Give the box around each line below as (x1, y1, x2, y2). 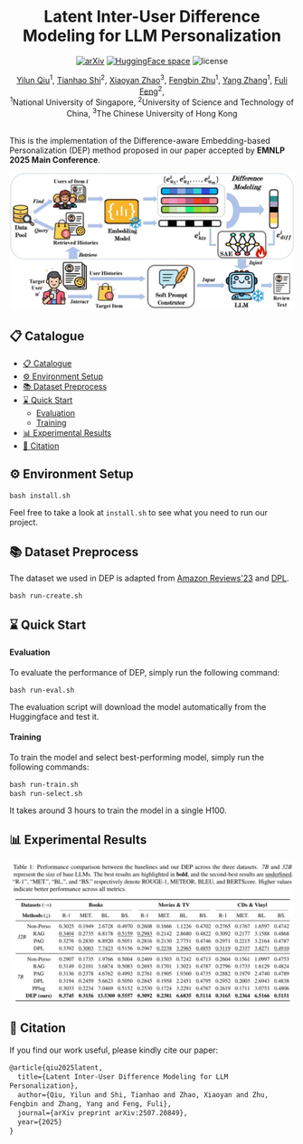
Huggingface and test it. (9, 711, 99, 722)
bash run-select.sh (9, 789, 83, 798)
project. (9, 517, 39, 528)
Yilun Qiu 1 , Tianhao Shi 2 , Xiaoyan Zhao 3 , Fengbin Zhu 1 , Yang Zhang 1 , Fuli (16, 72, 288, 85)
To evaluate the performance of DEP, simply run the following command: (9, 667, 280, 677)
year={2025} (17, 1117, 63, 1127)
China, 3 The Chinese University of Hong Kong (66, 106, 238, 118)
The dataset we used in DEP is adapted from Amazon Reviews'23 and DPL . (9, 572, 289, 584)
